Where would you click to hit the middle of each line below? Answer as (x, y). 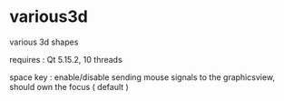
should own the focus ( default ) (69, 86)
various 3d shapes (44, 42)
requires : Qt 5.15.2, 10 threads (66, 59)
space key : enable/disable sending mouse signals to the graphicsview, (142, 77)
